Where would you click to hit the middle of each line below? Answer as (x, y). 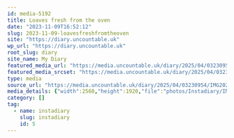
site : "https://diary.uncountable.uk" (63, 40)
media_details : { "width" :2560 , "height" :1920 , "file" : (85, 91)
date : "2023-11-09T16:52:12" (49, 26)
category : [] (26, 98)
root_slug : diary (32, 53)
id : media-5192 (29, 14)
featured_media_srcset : (42, 72)
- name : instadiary (42, 111)
